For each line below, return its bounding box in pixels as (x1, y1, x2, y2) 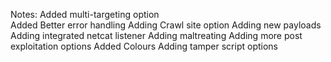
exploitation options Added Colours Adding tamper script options (10, 40, 278, 52)
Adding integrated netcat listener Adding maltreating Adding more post (10, 30, 303, 41)
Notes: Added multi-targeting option (10, 9, 160, 20)
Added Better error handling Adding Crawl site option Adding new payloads (10, 19, 322, 31)
